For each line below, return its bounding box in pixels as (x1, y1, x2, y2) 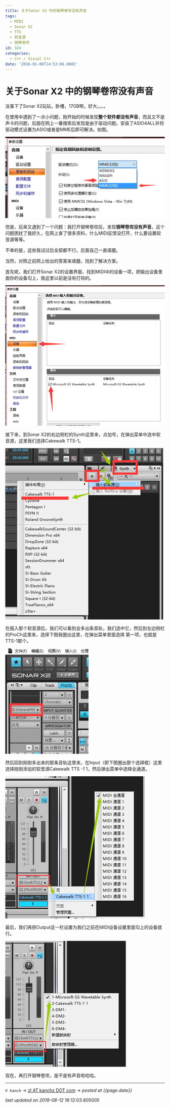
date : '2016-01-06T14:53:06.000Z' (5, 61, 78, 67)
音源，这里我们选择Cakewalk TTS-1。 (5, 437, 83, 444)
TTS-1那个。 (5, 638, 31, 644)
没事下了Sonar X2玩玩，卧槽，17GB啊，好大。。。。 (5, 103, 109, 109)
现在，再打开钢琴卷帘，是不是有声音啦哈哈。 (5, 1072, 99, 1078)
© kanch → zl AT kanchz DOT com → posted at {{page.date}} (5, 1087, 133, 1093)
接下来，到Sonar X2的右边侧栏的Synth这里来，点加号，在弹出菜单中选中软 (5, 431, 161, 437)
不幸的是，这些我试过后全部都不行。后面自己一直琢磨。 (5, 247, 120, 253)
